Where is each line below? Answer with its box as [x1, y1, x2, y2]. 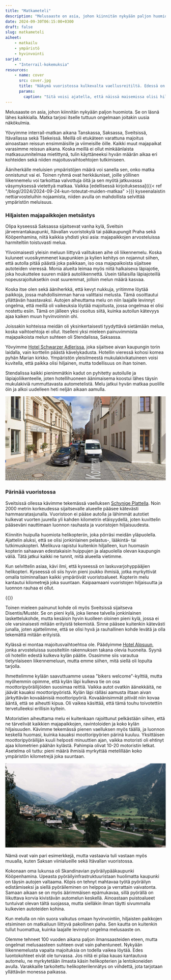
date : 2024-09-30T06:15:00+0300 [5, 19, 74, 24]
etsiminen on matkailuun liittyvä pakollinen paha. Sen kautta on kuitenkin [5, 921, 158, 927]
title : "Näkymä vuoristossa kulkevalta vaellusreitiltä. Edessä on [18, 84, 165, 89]
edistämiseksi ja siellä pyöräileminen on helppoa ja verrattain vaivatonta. [5, 884, 157, 890]
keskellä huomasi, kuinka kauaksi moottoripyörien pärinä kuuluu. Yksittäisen [5, 731, 165, 738]
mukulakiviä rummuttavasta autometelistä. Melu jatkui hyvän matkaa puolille [5, 380, 164, 387]
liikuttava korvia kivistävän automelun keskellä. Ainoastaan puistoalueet [5, 894, 155, 901]
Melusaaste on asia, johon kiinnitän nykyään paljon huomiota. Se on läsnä [5, 108, 159, 115]
